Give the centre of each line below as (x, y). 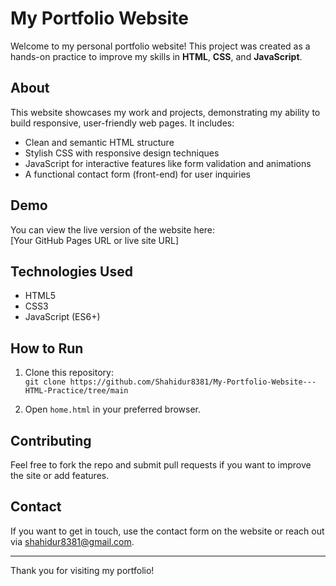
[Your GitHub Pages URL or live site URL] (95, 240)
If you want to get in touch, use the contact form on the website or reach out (167, 531)
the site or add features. (60, 475)
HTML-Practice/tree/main (76, 391)
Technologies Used (71, 271)
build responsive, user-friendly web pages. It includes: (122, 123)
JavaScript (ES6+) (62, 317)
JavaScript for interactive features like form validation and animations (168, 163)
